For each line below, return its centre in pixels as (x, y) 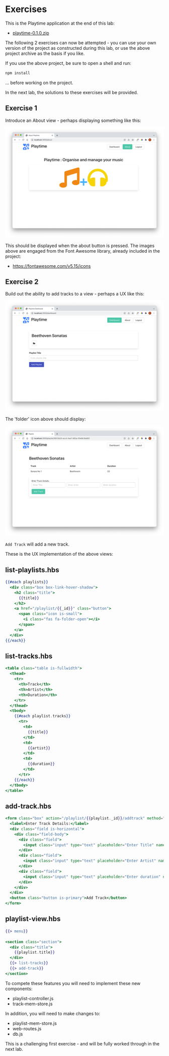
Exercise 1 (21, 108)
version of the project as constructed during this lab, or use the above (77, 48)
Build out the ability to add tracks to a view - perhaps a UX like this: (75, 294)
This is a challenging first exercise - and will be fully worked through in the (82, 1043)
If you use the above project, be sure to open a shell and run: (68, 63)
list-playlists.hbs (32, 570)
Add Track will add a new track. (37, 544)
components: (19, 989)
